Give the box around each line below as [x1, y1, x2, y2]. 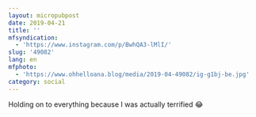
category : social [8, 77, 66, 85]
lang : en [8, 56, 37, 64]
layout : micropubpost [8, 11, 80, 20]
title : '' [8, 26, 41, 34]
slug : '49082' [8, 48, 55, 56]
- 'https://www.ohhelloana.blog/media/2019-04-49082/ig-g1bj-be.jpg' [15, 70, 250, 78]
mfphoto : [8, 63, 37, 71]
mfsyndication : [8, 33, 59, 42]
